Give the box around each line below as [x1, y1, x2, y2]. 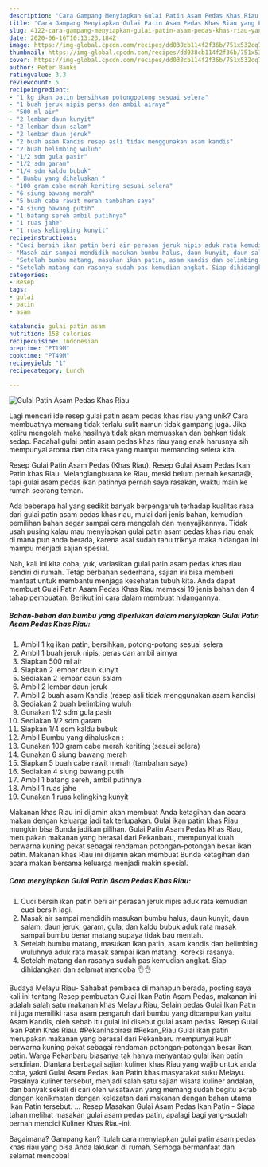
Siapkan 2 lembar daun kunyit [20, 664, 118, 674]
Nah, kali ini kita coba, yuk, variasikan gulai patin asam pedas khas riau [9, 558, 242, 568]
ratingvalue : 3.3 [9, 71, 67, 79]
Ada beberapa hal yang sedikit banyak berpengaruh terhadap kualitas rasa [9, 501, 254, 511]
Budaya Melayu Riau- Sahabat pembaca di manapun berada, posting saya [9, 983, 251, 993]
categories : [9, 271, 49, 279]
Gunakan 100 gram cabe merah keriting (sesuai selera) [20, 741, 201, 750]
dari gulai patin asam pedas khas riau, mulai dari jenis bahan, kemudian [9, 509, 243, 519]
